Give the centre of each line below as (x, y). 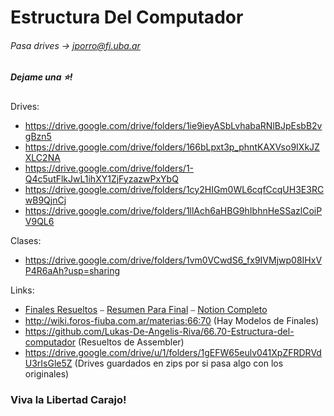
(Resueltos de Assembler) (131, 342)
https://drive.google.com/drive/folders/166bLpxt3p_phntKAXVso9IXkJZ (172, 147)
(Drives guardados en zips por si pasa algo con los (179, 363)
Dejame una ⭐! (41, 77)
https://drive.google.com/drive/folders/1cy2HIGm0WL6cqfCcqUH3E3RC (174, 189)
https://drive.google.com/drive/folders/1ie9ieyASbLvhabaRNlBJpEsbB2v (173, 125)
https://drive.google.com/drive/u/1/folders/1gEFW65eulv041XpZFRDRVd (173, 352)
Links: (22, 290)
